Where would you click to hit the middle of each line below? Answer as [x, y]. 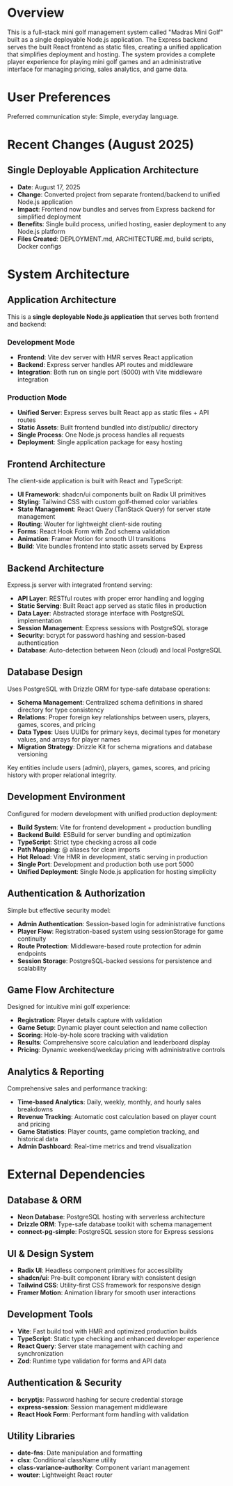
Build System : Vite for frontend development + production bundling [114, 827]
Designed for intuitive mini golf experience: [69, 1007]
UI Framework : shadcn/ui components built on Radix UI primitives [112, 494]
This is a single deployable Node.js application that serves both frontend [113, 316]
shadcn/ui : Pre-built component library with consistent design [106, 1277]
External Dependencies [76, 1174]
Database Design [45, 672]
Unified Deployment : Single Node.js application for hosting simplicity [117, 871]
